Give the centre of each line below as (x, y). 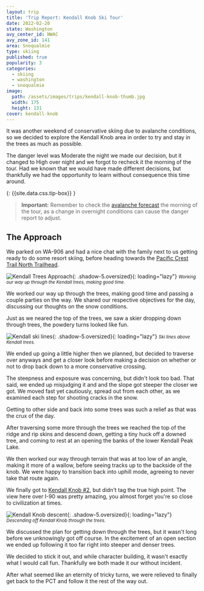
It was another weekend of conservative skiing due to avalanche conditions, (101, 131)
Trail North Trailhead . (33, 264)
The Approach (34, 237)
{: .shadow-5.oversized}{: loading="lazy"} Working (134, 277)
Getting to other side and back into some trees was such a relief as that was (101, 410)
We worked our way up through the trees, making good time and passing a (100, 294)
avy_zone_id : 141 (28, 40)
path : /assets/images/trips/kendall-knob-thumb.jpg (79, 97)
